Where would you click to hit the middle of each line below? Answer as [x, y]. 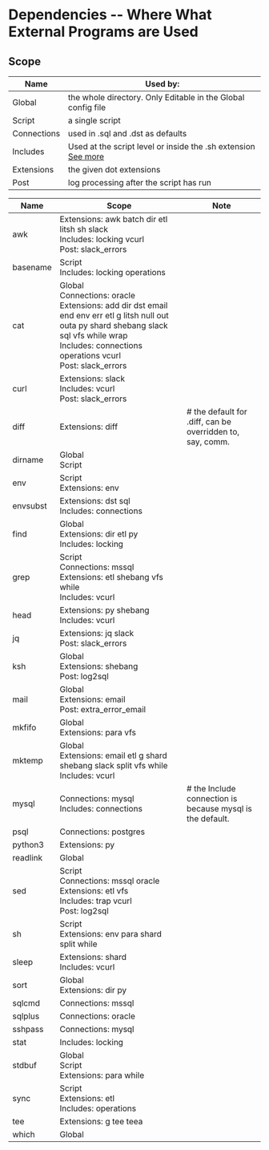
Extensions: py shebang [104, 610]
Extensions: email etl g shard [114, 755]
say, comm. [209, 441]
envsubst [30, 506]
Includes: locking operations [113, 272]
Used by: [163, 84]
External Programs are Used [103, 32]
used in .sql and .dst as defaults [127, 134]
